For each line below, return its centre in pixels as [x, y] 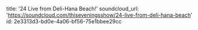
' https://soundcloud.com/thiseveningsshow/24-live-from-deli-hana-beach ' [99, 15]
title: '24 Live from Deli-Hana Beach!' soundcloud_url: [73, 9]
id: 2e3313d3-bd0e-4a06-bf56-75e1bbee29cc [64, 21]
